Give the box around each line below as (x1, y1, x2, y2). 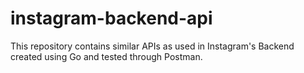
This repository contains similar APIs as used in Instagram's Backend (10, 40, 295, 52)
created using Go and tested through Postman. (10, 50, 203, 62)
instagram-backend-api (10, 7, 213, 30)
